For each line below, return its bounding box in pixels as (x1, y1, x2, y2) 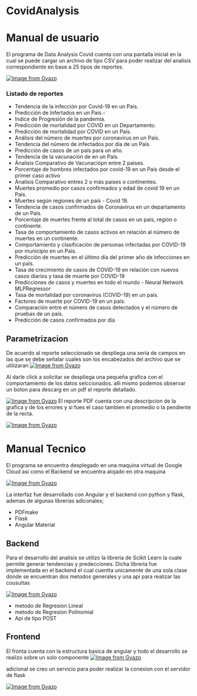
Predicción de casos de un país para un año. (14, 147, 123, 154)
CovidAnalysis (6, 4, 80, 18)
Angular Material (14, 522, 55, 529)
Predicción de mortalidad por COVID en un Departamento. (14, 122, 156, 129)
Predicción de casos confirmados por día (14, 316, 115, 323)
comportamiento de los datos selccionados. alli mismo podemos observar (6, 380, 186, 387)
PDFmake (14, 509, 38, 516)
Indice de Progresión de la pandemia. (14, 115, 106, 122)
